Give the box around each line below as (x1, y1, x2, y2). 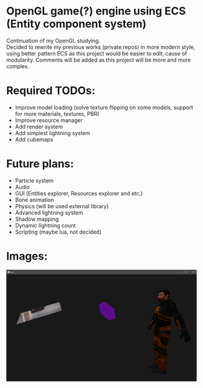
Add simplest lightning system (14, 129, 91, 136)
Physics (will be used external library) (14, 202, 109, 209)
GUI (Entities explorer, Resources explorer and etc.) (14, 189, 143, 197)
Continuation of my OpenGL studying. (6, 37, 101, 44)
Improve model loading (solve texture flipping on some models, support (14, 104, 193, 111)
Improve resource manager (14, 116, 83, 124)
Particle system (14, 177, 54, 184)
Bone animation (14, 196, 54, 203)
